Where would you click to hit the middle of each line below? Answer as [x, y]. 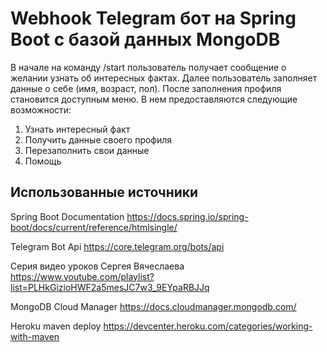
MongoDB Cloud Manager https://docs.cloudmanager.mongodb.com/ [153, 306]
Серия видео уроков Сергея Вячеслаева [97, 266]
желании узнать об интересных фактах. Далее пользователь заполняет [164, 78]
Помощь [43, 161]
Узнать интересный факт [77, 129]
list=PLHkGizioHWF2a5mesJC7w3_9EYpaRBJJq [110, 287]
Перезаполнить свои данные [87, 150]
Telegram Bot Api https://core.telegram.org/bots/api [117, 246]
